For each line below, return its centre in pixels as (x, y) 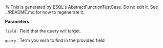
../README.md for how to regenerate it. (45, 12)
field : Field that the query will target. (43, 31)
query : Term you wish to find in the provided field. (55, 40)
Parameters (17, 22)
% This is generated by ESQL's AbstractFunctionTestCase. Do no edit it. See (81, 7)
